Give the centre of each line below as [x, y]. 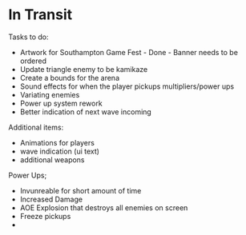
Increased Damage [51, 199]
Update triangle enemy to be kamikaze [84, 69]
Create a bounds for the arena [70, 78]
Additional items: [36, 127]
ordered [33, 61]
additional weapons [52, 159]
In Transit [40, 15]
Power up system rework [61, 103]
